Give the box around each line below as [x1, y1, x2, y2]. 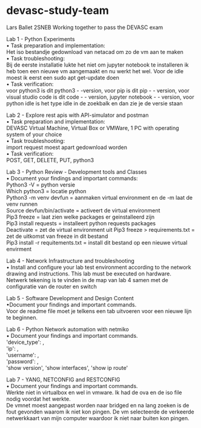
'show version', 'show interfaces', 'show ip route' [6, 364, 128, 371]
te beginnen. [6, 314, 38, 321]
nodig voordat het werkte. [6, 395, 71, 403]
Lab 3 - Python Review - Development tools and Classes [6, 168, 147, 176]
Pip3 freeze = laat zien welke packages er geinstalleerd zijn [6, 213, 155, 220]
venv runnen [6, 200, 38, 208]
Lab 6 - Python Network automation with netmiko [6, 325, 129, 333]
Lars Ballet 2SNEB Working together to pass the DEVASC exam [6, 24, 163, 31]
